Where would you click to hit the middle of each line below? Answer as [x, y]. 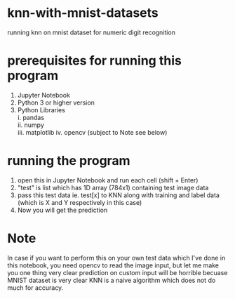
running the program [69, 161]
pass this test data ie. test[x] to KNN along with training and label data [118, 195]
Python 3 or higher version [56, 102]
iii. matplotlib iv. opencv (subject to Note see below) [92, 132]
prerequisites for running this [95, 61]
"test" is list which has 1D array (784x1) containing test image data [113, 187]
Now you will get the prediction [62, 210]
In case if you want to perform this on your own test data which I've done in [116, 258]
